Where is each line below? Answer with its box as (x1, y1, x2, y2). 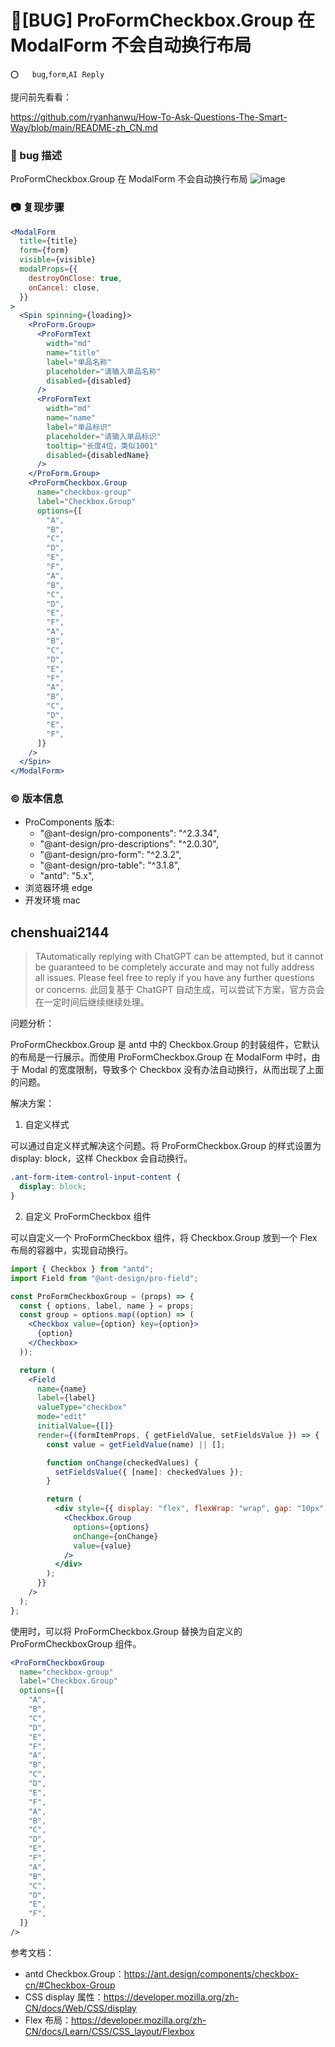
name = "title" (46, 347, 101, 358)
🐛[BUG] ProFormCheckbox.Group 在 (10, 9, 315, 32)
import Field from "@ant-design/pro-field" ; (10, 1273, 199, 1283)
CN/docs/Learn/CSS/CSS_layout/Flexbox (24, 2025, 195, 2037)
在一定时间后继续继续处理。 (34, 996, 150, 1008)
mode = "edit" (36, 1412, 87, 1422)
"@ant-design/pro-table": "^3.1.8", (39, 859, 181, 871)
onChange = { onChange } (73, 1531, 159, 1541)
